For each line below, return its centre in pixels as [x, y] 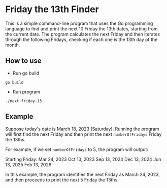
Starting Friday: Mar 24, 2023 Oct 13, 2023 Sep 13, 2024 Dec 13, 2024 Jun [83, 159]
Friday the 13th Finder [52, 9]
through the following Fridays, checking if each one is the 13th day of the [81, 40]
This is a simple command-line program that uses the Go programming [79, 23]
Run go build [26, 73]
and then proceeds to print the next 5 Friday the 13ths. [62, 180]
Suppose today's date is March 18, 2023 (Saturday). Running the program [82, 129]
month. [13, 45]
